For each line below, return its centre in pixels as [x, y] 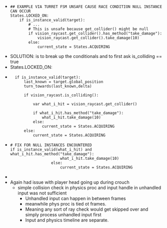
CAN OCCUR [20, 11]
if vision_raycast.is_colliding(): [61, 95]
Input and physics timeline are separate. [67, 220]
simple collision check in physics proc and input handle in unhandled [89, 188]
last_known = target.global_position [64, 82]
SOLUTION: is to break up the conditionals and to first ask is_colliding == [86, 56]
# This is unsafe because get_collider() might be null [89, 29]
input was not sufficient [42, 193]
